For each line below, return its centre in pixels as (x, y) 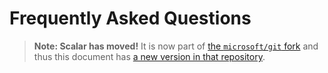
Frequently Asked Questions (130, 18)
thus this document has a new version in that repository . (149, 56)
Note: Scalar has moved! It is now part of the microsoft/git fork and (176, 46)
